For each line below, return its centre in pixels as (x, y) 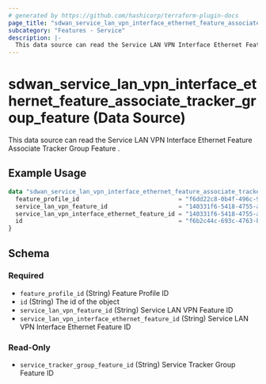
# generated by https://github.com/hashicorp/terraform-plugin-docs (123, 15)
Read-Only (30, 348)
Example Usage (47, 173)
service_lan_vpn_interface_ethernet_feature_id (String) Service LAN (134, 318)
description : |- (35, 38)
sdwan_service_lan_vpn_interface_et (133, 84)
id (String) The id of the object (70, 301)
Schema (29, 253)
